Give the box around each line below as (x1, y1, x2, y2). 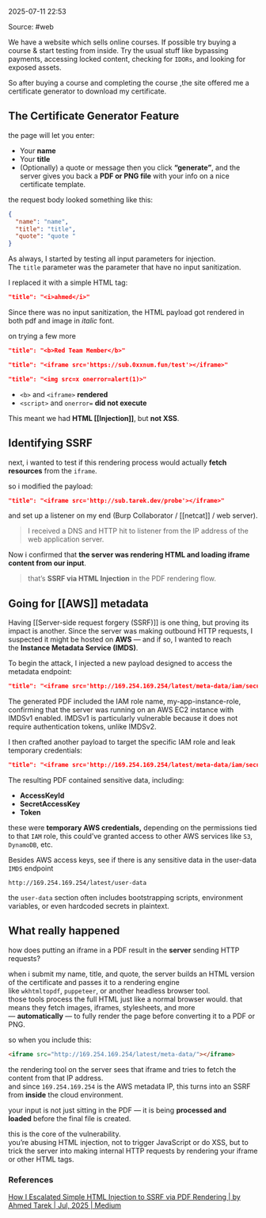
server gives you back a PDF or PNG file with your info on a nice (19, 170, 230, 181)
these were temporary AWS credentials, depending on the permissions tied (8, 822, 257, 832)
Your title (19, 154, 51, 163)
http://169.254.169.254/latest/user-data (8, 879, 147, 887)
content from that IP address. (8, 1073, 104, 1082)
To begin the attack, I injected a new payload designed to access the (8, 658, 233, 668)
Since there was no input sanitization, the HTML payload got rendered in (8, 308, 245, 317)
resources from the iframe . (8, 465, 97, 475)
